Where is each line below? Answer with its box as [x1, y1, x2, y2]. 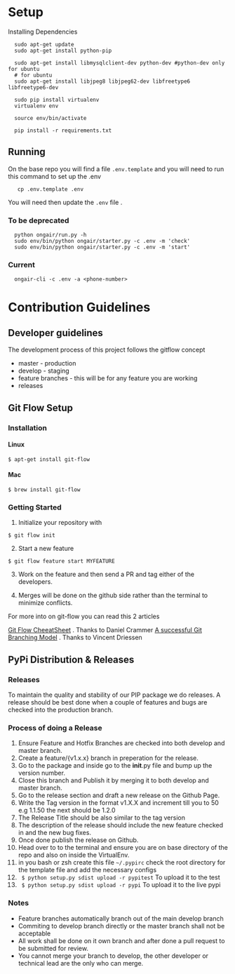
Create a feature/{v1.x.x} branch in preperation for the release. [18, 754, 199, 762]
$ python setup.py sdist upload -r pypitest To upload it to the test [21, 873, 220, 881]
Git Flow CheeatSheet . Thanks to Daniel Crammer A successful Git [8, 626, 203, 634]
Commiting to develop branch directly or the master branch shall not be [18, 921, 225, 930]
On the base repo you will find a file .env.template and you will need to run [8, 164, 224, 173]
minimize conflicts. [18, 599, 73, 607]
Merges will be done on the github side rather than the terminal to [18, 591, 208, 600]
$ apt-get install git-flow [8, 455, 90, 463]
